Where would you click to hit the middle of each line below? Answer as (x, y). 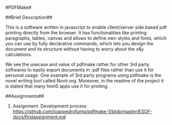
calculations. (19, 54)
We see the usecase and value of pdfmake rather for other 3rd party (77, 64)
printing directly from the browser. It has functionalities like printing (76, 33)
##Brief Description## (29, 17)
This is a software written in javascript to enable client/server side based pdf (86, 27)
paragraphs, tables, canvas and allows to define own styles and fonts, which (86, 38)
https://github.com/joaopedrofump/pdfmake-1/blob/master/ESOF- (82, 111)
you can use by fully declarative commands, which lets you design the (79, 44)
